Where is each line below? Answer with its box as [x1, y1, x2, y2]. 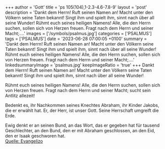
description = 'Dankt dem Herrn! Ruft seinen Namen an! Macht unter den [5, 9, 153, 15]
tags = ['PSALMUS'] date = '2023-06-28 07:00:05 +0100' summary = [5, 36, 147, 42]
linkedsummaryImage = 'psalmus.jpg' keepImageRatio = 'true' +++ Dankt [5, 62, 155, 68]
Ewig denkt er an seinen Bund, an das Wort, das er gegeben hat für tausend [5, 122, 160, 128]
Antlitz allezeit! [5, 93, 35, 99]
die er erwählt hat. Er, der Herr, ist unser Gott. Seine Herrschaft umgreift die [5, 107, 159, 113]
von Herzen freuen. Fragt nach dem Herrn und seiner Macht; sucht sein [5, 88, 151, 93]
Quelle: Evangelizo [5, 138, 43, 144]
